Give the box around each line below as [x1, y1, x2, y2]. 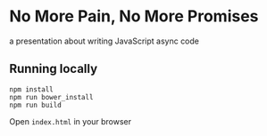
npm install [9, 84, 54, 94]
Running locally [9, 61, 98, 76]
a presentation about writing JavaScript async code [9, 36, 199, 46]
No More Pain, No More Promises [9, 6, 259, 27]
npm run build [9, 100, 63, 109]
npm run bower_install [9, 92, 94, 101]
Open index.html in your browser [9, 116, 132, 126]
